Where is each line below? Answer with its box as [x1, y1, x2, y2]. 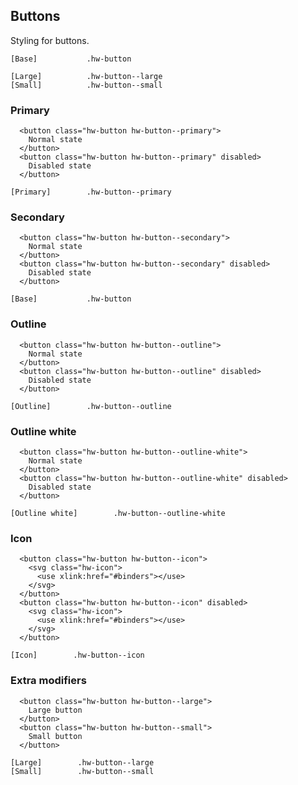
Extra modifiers [10, 674, 87, 688]
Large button [28, 705, 83, 715]
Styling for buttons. [10, 34, 90, 46]
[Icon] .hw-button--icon [10, 650, 145, 661]
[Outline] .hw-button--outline [10, 401, 172, 411]
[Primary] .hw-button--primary [10, 187, 172, 198]
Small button [28, 731, 83, 741]
